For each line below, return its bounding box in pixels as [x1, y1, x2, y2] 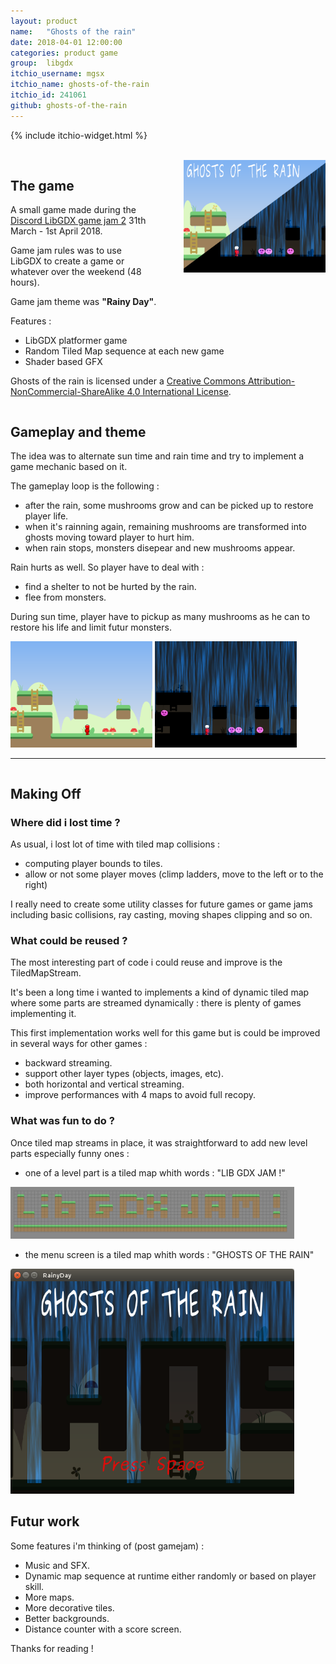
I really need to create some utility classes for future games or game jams [10, 898, 313, 910]
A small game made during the [10, 204, 137, 216]
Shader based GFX [24, 356, 103, 368]
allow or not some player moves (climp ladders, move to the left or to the [24, 868, 324, 880]
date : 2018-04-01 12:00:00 [10, 37, 123, 47]
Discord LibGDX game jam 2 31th [10, 215, 147, 227]
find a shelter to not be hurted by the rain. [24, 581, 197, 593]
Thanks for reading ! [10, 1642, 94, 1654]
